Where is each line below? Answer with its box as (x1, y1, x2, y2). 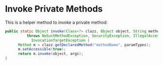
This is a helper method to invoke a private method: (5, 19, 108, 25)
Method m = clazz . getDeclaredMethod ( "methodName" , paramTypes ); (17, 42, 151, 47)
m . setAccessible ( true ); (17, 47, 66, 52)
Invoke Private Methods (5, 3, 103, 15)
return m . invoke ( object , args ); (17, 51, 83, 56)
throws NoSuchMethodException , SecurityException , (26, 33, 131, 38)
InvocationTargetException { (31, 38, 90, 43)
